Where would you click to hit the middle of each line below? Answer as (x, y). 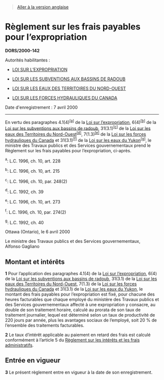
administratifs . (20, 345)
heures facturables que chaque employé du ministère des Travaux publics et (82, 299)
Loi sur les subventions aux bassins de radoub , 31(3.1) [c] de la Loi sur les (78, 128)
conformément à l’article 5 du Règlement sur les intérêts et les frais (72, 340)
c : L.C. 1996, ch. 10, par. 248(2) (36, 181)
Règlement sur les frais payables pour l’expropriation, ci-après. (68, 150)
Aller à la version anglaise (43, 7)
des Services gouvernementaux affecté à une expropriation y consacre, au (80, 304)
